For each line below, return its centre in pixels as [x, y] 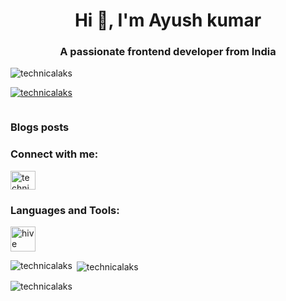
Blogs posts [40, 127]
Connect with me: [54, 154]
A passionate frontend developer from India [168, 52]
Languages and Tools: [65, 210]
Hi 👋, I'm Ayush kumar [168, 20]
